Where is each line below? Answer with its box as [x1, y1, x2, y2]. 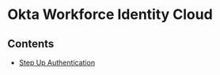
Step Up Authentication [18, 58, 96, 67]
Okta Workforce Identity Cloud [7, 6, 213, 24]
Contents [7, 37, 55, 51]
